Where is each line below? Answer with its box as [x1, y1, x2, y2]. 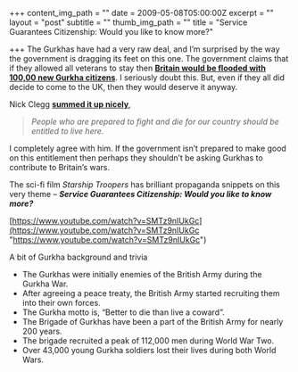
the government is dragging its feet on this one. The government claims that [9, 54, 289, 63]
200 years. [21, 326, 62, 336]
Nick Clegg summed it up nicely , [9, 99, 131, 110]
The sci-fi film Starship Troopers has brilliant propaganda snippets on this [9, 179, 281, 190]
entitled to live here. [30, 126, 104, 136]
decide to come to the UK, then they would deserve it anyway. [9, 82, 238, 92]
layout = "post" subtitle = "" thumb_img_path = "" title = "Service [9, 17, 248, 28]
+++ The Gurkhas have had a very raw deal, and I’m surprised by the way [9, 44, 280, 54]
